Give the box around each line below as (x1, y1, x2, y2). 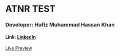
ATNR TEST (5, 3, 55, 15)
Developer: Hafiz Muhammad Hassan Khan (5, 21, 115, 29)
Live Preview (5, 45, 32, 51)
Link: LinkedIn (5, 34, 36, 40)
